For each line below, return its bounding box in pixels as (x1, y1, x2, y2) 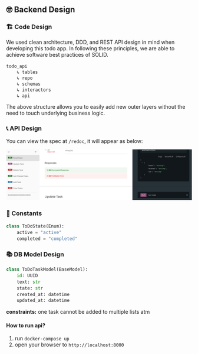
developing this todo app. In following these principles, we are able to (6, 44, 175, 52)
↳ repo (16, 75, 33, 81)
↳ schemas (16, 81, 41, 87)
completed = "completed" (16, 236, 78, 242)
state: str (16, 285, 44, 291)
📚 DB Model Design (6, 250, 64, 258)
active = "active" (16, 229, 62, 235)
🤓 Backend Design (6, 5, 75, 15)
